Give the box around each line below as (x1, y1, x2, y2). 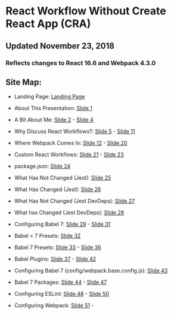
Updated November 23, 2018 (5, 41, 114, 51)
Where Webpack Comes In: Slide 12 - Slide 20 (14, 140, 128, 147)
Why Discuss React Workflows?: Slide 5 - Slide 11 (14, 128, 135, 135)
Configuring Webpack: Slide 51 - (14, 302, 94, 309)
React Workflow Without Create (5, 4, 166, 18)
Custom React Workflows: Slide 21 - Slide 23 (14, 151, 125, 158)
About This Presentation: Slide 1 (14, 105, 93, 112)
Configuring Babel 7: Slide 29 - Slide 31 (14, 220, 111, 228)
